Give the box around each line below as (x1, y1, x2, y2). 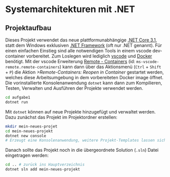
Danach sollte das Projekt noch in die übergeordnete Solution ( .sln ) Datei (5, 147, 159, 153)
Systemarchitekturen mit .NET (5, 4, 136, 15)
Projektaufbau (5, 24, 52, 32)
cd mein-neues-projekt (5, 129, 53, 134)
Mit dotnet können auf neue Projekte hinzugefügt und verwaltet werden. (5, 108, 156, 114)
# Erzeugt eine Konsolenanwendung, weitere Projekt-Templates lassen (5, 138, 155, 143)
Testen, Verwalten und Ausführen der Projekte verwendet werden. (5, 85, 143, 91)
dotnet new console (5, 133, 47, 138)
